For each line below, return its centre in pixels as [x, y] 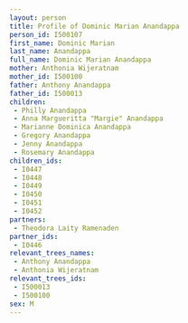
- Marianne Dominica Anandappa [72, 128]
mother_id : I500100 [46, 77]
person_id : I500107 [46, 34]
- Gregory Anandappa [52, 136]
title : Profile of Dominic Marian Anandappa [94, 26]
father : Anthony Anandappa [60, 85]
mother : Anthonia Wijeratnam [64, 69]
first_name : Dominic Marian [62, 43]
